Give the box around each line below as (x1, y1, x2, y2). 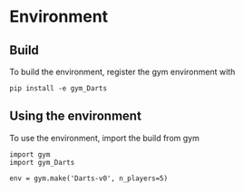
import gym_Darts (9, 158, 75, 167)
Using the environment (9, 109, 142, 124)
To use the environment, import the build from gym (9, 132, 200, 143)
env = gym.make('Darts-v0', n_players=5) (9, 174, 169, 183)
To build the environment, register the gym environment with (9, 66, 236, 77)
